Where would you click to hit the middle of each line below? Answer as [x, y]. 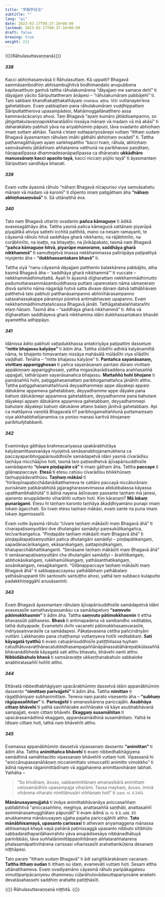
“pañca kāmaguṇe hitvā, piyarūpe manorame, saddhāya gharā [70, 247]
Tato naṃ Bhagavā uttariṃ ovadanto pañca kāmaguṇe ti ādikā [68, 221]
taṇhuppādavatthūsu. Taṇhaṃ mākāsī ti [46, 477]
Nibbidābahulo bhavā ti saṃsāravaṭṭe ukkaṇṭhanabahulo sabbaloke [74, 657]
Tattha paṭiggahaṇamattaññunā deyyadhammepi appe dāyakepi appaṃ [77, 385]
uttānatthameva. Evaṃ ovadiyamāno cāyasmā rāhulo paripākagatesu [75, 869]
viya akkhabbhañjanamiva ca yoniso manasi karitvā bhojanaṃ [68, 416]
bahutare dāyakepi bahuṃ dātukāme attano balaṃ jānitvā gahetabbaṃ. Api [81, 406]
